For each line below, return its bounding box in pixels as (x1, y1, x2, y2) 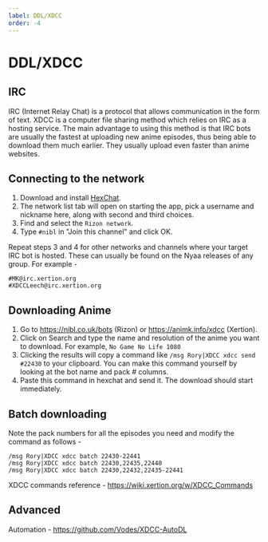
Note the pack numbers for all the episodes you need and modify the (8, 428, 235, 437)
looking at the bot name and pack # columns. (19, 367, 169, 377)
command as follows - (8, 437, 82, 446)
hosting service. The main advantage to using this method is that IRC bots (8, 123, 251, 133)
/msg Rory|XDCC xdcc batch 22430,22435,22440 (8, 459, 162, 467)
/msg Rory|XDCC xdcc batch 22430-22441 (8, 452, 141, 460)
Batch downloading (8, 407, 107, 421)
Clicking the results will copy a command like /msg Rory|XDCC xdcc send (19, 350, 256, 360)
